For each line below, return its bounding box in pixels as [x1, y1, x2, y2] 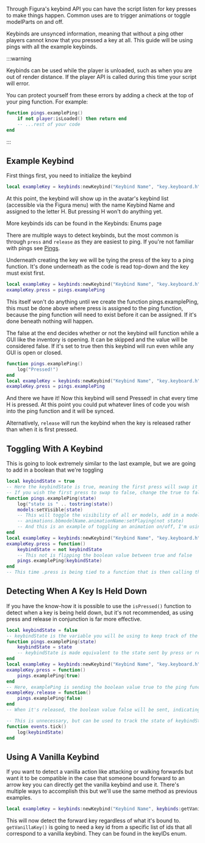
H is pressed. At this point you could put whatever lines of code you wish [6, 401, 190, 409]
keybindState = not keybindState [17, 546, 103, 552]
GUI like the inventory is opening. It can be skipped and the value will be [6, 336, 188, 343]
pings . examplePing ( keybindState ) [17, 558, 103, 564]
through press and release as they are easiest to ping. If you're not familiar [6, 238, 194, 245]
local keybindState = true [6, 478, 75, 485]
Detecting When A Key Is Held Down [6, 586, 148, 596]
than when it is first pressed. [6, 426, 78, 433]
